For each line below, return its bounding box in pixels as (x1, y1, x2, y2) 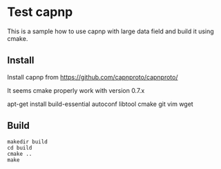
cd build (7, 144, 32, 151)
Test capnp (7, 4, 73, 20)
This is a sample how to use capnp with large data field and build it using (7, 27, 214, 35)
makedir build (7, 138, 48, 145)
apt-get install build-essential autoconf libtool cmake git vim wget (7, 100, 193, 108)
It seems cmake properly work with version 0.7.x (7, 86, 145, 94)
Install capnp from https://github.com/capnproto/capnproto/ (7, 73, 178, 81)
